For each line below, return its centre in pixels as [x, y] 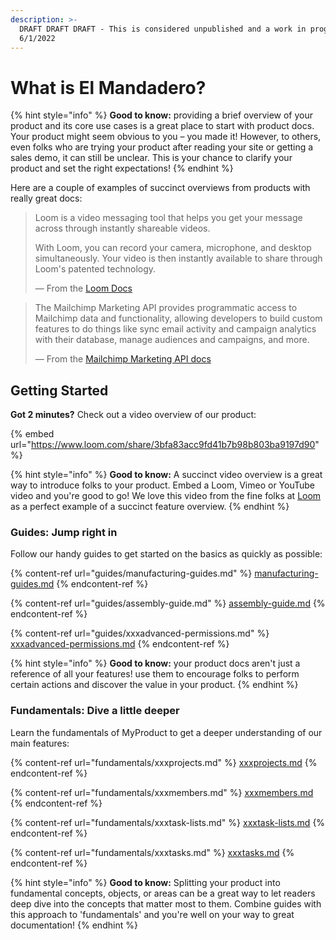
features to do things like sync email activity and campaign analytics [175, 329]
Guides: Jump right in [64, 533]
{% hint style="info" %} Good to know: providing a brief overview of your [162, 115]
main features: [40, 743]
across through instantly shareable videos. [122, 228]
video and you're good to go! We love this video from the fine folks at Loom [166, 496]
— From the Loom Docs [83, 288]
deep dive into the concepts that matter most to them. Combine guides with [166, 903]
